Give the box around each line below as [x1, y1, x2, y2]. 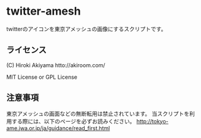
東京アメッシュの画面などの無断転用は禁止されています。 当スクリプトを [6, 110, 190, 117]
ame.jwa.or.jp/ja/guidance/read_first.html [6, 124, 110, 132]
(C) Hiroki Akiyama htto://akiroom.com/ [6, 61, 105, 68]
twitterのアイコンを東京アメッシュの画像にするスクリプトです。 [6, 25, 167, 32]
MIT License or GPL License [6, 73, 78, 81]
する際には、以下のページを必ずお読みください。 [11, 117, 135, 125]
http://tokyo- [136, 117, 169, 125]
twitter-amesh [6, 4, 81, 18]
